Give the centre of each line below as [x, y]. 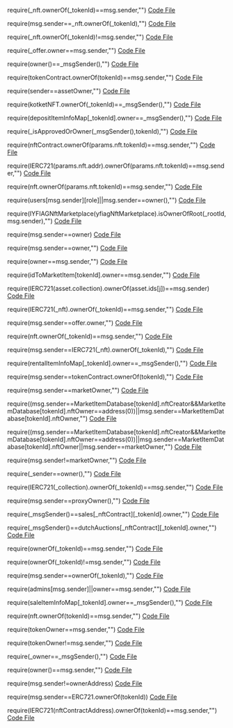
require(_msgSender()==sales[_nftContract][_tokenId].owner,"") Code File [113, 514]
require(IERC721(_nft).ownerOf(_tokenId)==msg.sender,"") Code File [105, 309]
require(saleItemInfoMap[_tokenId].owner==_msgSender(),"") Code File [110, 602]
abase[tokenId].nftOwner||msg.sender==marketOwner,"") [90, 447]
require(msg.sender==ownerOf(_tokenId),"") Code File [85, 576]
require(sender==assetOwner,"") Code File [69, 91]
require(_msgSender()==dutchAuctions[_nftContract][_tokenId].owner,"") [112, 528]
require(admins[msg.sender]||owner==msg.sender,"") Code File [99, 589]
